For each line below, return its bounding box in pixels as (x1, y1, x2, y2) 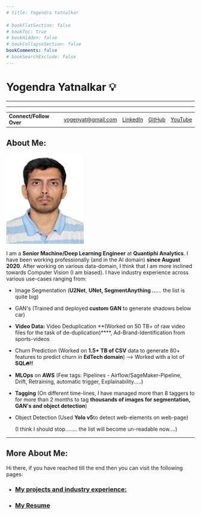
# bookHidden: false (6, 35, 58, 41)
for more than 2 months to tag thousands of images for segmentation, (14, 395, 191, 403)
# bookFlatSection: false (6, 22, 71, 28)
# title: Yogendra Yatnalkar (6, 10, 79, 16)
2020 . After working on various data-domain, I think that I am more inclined (6, 262, 193, 269)
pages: (6, 470, 23, 478)
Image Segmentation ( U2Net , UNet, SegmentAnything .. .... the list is (14, 287, 185, 294)
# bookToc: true (6, 29, 47, 35)
